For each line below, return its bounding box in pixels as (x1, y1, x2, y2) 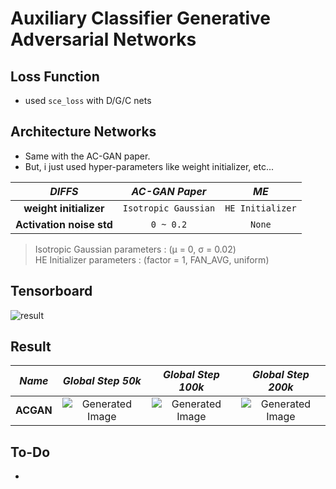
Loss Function (10, 68, 100, 85)
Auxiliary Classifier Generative (10, 7, 271, 30)
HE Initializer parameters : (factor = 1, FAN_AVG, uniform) (34, 253, 270, 266)
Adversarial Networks (10, 28, 197, 51)
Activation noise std (15, 217, 113, 231)
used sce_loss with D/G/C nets (24, 95, 152, 106)
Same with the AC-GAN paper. (24, 150, 151, 162)
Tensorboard (10, 283, 93, 300)
